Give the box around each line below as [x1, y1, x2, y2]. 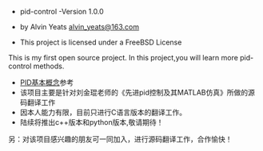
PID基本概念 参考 [19, 78, 74, 87]
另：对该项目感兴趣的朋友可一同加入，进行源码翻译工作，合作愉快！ [8, 134, 233, 144]
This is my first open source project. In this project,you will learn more [8, 53, 238, 62]
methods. [33, 61, 65, 71]
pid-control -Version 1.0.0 [19, 7, 104, 16]
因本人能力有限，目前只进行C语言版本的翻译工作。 [19, 107, 187, 117]
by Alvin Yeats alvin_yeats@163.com [19, 22, 140, 31]
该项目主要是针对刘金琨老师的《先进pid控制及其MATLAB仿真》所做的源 [19, 87, 256, 97]
